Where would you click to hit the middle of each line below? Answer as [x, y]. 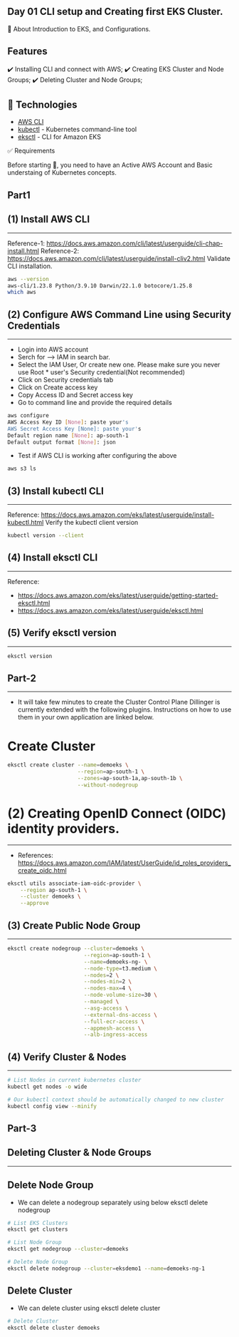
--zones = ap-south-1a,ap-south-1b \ [130, 779]
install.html [23, 251]
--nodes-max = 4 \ [108, 988]
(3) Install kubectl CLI [56, 491]
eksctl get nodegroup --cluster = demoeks [68, 1249]
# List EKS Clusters [38, 1223]
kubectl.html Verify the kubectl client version [73, 523]
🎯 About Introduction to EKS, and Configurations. [79, 29]
